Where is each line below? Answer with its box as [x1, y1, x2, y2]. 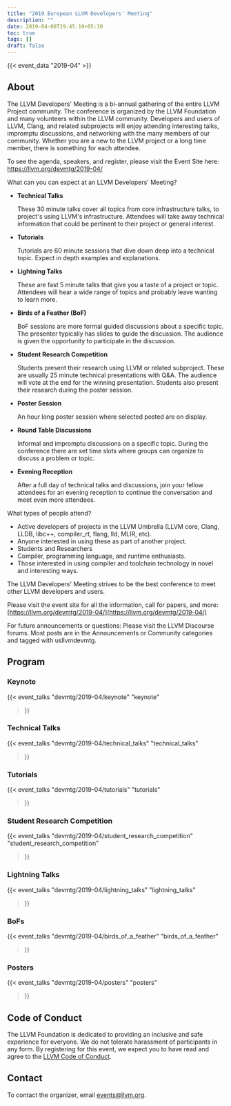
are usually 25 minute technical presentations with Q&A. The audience [17, 371, 217, 379]
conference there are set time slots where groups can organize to [17, 446, 203, 455]
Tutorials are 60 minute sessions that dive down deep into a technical [17, 246, 215, 255]
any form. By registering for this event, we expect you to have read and [7, 1045, 209, 1053]
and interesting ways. [17, 566, 79, 574]
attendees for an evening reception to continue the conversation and [17, 488, 212, 496]
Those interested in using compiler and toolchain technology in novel [17, 559, 214, 568]
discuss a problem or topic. [17, 454, 95, 462]
